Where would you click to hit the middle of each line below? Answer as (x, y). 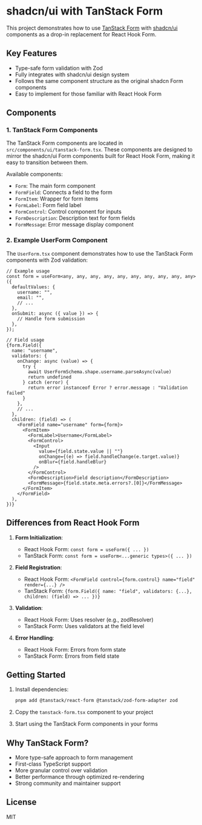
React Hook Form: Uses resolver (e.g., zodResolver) (89, 620)
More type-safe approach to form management (74, 758)
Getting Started (36, 674)
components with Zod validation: (47, 260)
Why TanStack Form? (47, 743)
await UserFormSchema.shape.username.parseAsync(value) (100, 372)
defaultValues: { (34, 287)
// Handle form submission (51, 319)
